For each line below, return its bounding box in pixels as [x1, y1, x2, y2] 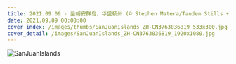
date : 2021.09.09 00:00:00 [7, 17, 86, 24]
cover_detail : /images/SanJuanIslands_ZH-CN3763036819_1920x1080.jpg [7, 30, 216, 37]
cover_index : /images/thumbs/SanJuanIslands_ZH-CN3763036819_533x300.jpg [7, 23, 228, 30]
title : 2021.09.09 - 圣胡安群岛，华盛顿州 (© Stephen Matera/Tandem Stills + [7, 10, 230, 18]
